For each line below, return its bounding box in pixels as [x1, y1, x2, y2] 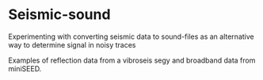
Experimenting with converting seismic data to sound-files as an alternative [8, 32, 255, 41]
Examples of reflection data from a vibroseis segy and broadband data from [8, 55, 256, 65]
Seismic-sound [8, 6, 111, 24]
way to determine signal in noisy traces [8, 40, 136, 49]
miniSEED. [8, 63, 42, 73]
